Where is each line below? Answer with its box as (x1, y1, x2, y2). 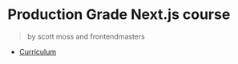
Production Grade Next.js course (7, 6, 231, 24)
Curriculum (18, 47, 57, 56)
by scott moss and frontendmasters (26, 32, 145, 41)
